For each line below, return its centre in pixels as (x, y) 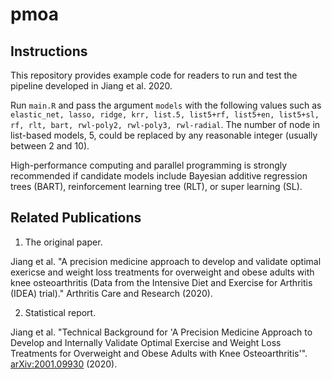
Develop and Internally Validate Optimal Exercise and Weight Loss (146, 342)
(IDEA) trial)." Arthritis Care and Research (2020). (111, 293)
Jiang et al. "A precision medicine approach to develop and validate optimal (166, 261)
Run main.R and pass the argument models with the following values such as (166, 105)
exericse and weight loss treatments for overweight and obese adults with (162, 272)
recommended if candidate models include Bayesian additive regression (159, 176)
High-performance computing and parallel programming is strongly (149, 165)
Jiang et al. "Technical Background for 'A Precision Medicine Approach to (161, 332)
